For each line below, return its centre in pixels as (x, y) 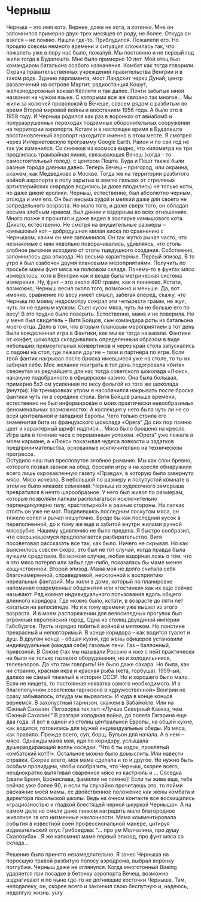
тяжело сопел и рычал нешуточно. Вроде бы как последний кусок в (93, 518)
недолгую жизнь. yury (35, 892)
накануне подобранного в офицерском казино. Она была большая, (92, 377)
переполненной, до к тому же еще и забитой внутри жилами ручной (94, 524)
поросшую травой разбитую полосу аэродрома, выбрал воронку (90, 861)
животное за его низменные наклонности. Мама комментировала (91, 817)
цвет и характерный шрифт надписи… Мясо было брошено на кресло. (96, 428)
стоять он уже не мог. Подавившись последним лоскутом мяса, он (93, 511)
